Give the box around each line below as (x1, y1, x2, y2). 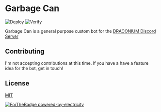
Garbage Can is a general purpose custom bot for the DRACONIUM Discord (5, 28, 156, 34)
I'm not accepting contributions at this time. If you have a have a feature (5, 60, 149, 66)
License (5, 79, 30, 87)
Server (5, 33, 18, 39)
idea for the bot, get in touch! (5, 65, 64, 71)
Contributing (5, 47, 45, 56)
